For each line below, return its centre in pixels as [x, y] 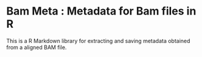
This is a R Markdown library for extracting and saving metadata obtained [98, 41]
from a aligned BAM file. [37, 47]
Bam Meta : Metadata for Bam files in [101, 11]
